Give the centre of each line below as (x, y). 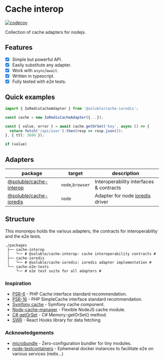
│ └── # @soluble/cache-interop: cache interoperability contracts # (82, 254)
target (75, 173)
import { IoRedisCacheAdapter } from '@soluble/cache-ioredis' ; (72, 108)
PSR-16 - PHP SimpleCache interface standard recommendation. (77, 299)
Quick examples (30, 97)
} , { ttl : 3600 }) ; (25, 135)
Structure (20, 219)
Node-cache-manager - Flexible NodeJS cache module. (69, 309)
